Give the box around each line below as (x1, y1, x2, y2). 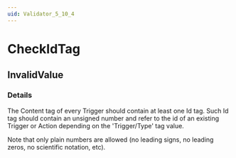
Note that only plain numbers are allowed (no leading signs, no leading (7, 135, 214, 144)
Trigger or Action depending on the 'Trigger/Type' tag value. (7, 121, 185, 130)
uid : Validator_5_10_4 (7, 10, 75, 18)
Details (7, 90, 33, 100)
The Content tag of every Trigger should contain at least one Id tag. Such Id (7, 106, 229, 115)
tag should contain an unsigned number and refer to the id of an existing (7, 114, 220, 123)
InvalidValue (7, 69, 64, 81)
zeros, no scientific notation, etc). (7, 142, 106, 151)
